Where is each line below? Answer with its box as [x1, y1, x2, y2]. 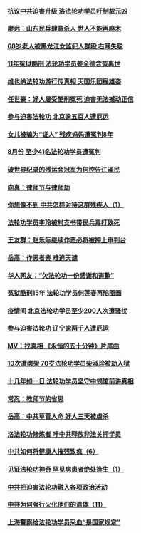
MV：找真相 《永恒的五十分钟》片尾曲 [7, 341, 120, 350]
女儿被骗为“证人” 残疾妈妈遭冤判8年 [7, 130, 114, 138]
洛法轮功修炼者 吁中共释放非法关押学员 [7, 430, 122, 438]
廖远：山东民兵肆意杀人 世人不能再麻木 [7, 24, 122, 33]
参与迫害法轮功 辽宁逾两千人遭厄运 [7, 324, 109, 333]
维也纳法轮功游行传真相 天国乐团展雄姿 [7, 77, 122, 86]
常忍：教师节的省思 [7, 394, 64, 403]
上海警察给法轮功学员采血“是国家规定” [7, 517, 121, 527]
